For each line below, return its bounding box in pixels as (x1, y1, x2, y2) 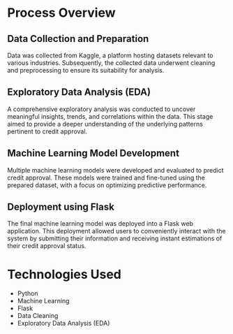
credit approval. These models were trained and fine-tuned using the (7, 173, 206, 182)
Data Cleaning (17, 312, 59, 320)
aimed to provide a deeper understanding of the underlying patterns (7, 119, 204, 128)
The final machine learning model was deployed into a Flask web (7, 219, 194, 228)
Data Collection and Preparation (7, 33, 149, 45)
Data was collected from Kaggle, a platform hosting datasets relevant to (7, 51, 213, 59)
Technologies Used (7, 266, 122, 282)
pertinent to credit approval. (7, 127, 88, 136)
